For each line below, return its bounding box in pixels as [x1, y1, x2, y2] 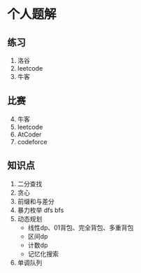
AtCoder [17, 130, 42, 139]
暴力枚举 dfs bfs [17, 206, 64, 214]
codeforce [17, 137, 47, 146]
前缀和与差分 [17, 197, 54, 205]
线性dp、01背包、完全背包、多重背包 [27, 223, 134, 232]
